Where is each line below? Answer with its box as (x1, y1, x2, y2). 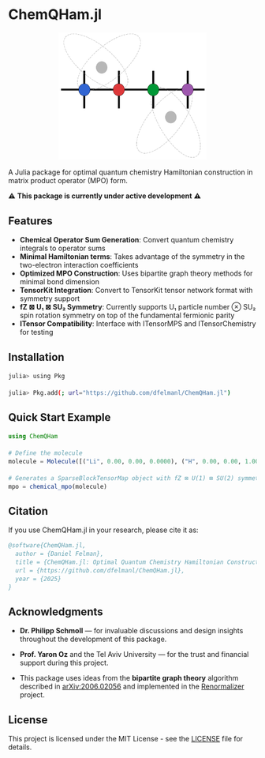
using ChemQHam (8, 433, 58, 441)
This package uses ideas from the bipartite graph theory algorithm (19, 674, 239, 683)
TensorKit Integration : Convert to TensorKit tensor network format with (19, 286, 253, 295)
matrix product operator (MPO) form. (8, 176, 129, 186)
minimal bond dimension (19, 277, 100, 287)
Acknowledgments (8, 605, 104, 618)
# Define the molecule (8, 449, 83, 457)
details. (8, 742, 32, 752)
